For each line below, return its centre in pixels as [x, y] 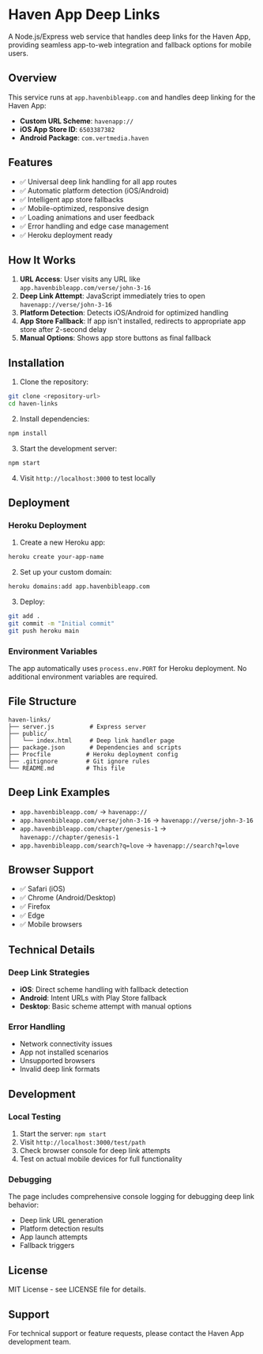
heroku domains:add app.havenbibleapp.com [79, 586]
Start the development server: [68, 448]
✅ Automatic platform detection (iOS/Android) [94, 190]
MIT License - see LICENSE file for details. [77, 1289]
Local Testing [35, 1116]
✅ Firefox [35, 907]
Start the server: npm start [63, 1134]
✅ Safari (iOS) [42, 889]
